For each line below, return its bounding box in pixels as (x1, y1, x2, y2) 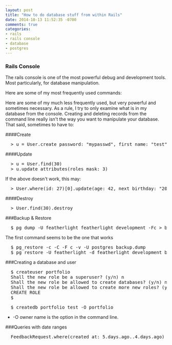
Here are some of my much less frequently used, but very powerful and (5, 100, 156, 106)
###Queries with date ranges (5, 324, 68, 330)
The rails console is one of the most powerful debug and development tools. (5, 74, 166, 80)
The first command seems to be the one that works (5, 234, 114, 240)
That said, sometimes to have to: (5, 121, 74, 127)
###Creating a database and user (5, 259, 77, 265)
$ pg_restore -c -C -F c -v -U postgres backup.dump (10, 244, 146, 250)
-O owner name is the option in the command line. (12, 314, 119, 320)
